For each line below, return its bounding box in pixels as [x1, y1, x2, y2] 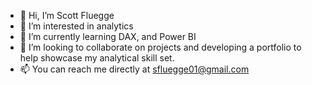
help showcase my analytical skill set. [19, 52, 175, 64]
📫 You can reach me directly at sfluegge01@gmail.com [19, 63, 250, 75]
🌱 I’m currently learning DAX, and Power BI [19, 31, 197, 42]
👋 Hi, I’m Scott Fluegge [19, 10, 115, 21]
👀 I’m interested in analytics [19, 20, 134, 32]
